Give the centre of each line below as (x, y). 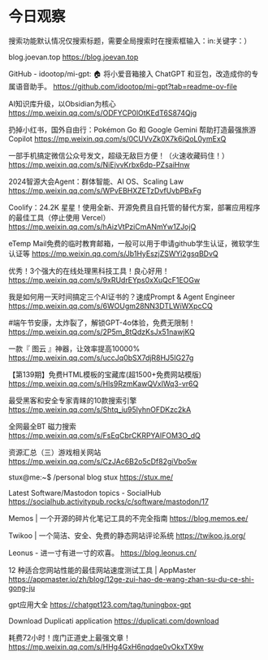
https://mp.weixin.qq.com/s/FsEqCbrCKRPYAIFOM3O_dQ (105, 435)
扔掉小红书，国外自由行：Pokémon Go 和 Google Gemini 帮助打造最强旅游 (132, 129)
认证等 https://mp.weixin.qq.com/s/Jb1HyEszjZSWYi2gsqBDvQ (113, 254)
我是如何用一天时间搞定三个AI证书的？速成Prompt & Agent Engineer (122, 297)
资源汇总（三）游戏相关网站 (55, 452)
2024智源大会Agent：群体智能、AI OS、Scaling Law (96, 181)
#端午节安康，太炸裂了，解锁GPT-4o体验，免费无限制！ (102, 323)
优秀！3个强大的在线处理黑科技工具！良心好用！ (89, 271)
